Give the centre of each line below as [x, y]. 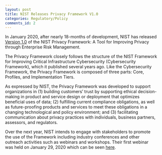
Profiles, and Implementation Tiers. [40, 77]
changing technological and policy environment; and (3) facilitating [72, 112]
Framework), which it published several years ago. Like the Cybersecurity [78, 67]
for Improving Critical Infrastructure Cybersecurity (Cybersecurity [71, 62]
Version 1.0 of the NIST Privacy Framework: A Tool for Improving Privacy [77, 42]
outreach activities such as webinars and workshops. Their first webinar [77, 142]
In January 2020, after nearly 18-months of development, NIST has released [81, 37]
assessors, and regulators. [31, 123]
